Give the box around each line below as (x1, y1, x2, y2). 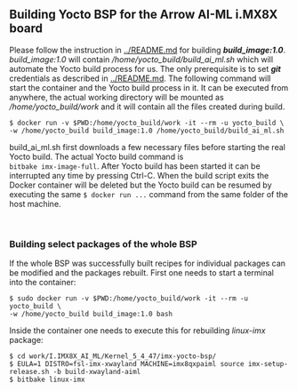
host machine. (9, 198, 61, 209)
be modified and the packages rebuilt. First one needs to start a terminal (9, 267, 274, 278)
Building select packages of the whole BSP (9, 237, 197, 250)
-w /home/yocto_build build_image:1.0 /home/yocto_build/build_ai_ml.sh (9, 126, 285, 135)
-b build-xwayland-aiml (52, 368, 141, 377)
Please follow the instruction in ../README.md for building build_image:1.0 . (9, 44, 286, 55)
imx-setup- (247, 360, 289, 369)
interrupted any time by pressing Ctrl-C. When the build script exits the (9, 170, 269, 180)
